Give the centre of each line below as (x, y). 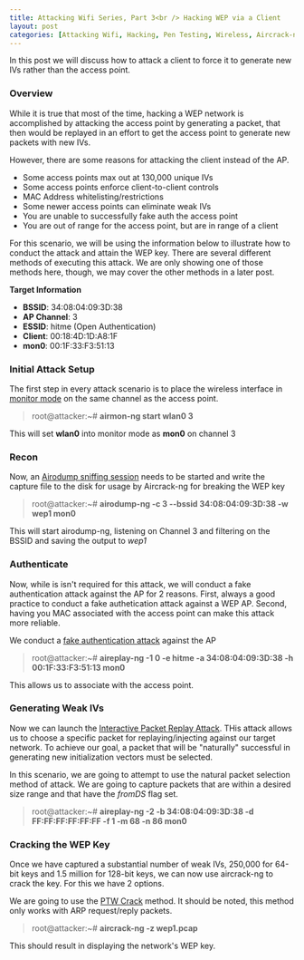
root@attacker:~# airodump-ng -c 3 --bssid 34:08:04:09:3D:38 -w (160, 504)
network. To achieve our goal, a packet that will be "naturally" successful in (150, 747)
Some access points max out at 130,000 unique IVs (118, 177)
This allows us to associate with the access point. (102, 684)
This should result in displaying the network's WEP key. (112, 946)
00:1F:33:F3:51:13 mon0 (78, 667)
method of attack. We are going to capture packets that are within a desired (150, 784)
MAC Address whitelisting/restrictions (93, 197)
